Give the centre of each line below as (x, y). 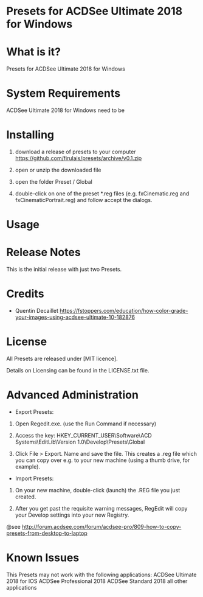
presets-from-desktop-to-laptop (47, 533)
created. (26, 497)
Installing (30, 135)
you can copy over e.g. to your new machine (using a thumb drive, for (102, 460)
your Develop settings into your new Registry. (72, 515)
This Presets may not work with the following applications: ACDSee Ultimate (101, 574)
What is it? (34, 52)
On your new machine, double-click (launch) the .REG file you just (98, 490)
